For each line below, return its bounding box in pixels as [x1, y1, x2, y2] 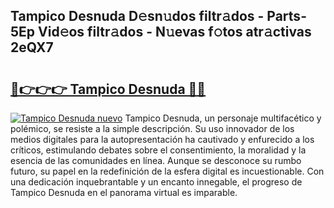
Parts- [266, 8, 307, 25]
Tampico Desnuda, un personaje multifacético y [124, 112, 322, 124]
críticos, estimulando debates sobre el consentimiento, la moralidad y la [10, 144, 307, 156]
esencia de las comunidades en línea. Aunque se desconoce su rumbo [10, 155, 302, 166]
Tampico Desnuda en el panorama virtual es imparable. [10, 187, 238, 198]
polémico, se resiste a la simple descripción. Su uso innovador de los [10, 123, 295, 134]
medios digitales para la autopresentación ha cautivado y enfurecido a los [10, 134, 315, 145]
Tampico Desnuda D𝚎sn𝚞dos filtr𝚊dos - [10, 8, 265, 25]
